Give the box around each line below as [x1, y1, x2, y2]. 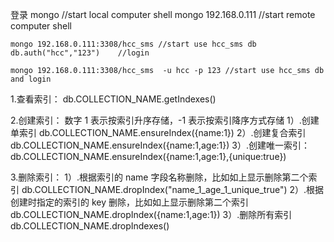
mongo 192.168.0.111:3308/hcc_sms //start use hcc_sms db [10, 39, 257, 49]
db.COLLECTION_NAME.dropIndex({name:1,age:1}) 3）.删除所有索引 [10, 209, 293, 220]
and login [10, 74, 52, 84]
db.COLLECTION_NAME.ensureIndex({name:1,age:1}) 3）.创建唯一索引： [10, 139, 310, 151]
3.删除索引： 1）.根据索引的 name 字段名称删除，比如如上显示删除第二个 [10, 171, 309, 183]
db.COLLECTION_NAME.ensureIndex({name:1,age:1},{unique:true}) [10, 151, 287, 162]
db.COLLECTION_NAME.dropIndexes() [10, 220, 170, 232]
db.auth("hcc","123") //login [10, 48, 150, 58]
